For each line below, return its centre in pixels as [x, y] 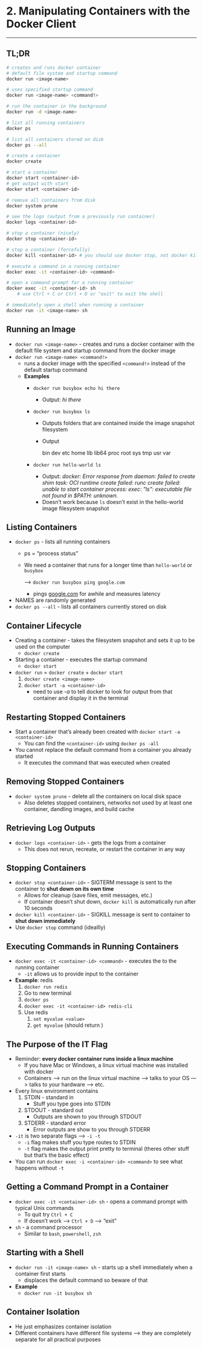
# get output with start [37, 183]
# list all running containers [46, 123]
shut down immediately [45, 921]
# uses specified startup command [50, 90]
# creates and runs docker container [54, 68]
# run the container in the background [56, 106]
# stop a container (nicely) [43, 233]
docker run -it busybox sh [58, 1293]
